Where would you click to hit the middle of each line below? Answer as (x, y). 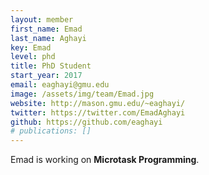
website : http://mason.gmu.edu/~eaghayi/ (98, 103)
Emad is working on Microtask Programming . (105, 160)
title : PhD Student (51, 66)
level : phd (33, 57)
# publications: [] (51, 131)
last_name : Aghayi (48, 38)
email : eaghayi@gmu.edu (60, 85)
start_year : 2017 (46, 76)
